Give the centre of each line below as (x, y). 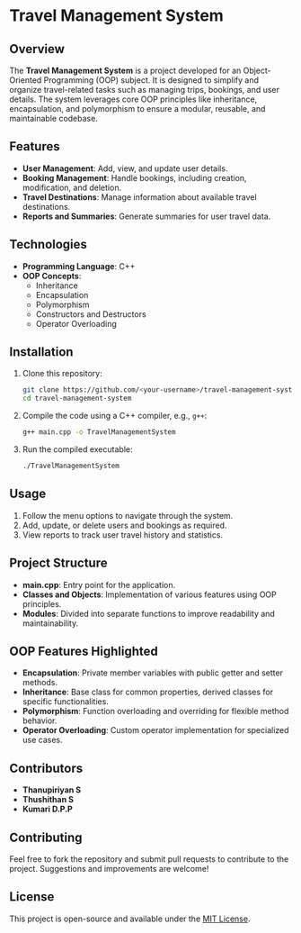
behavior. (40, 720)
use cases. (42, 740)
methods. (40, 683)
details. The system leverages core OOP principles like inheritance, (133, 99)
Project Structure (58, 563)
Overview (37, 49)
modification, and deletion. (72, 187)
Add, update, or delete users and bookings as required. (124, 525)
